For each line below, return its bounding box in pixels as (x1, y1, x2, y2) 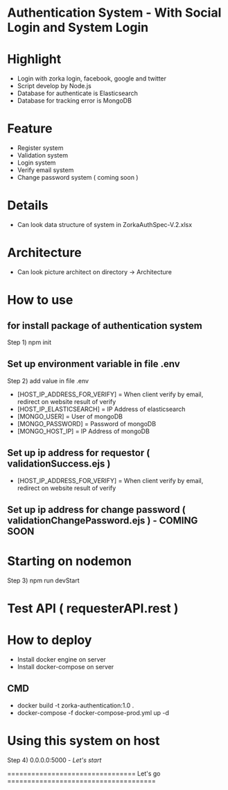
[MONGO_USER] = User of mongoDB (17, 412, 123, 421)
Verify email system (17, 166, 74, 174)
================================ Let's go (7, 769, 161, 778)
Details (7, 198, 49, 213)
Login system (17, 158, 56, 167)
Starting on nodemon (7, 553, 132, 569)
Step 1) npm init (7, 338, 52, 346)
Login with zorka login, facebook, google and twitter (17, 74, 167, 83)
